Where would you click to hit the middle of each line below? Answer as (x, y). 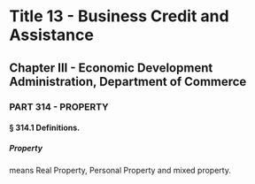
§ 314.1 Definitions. (45, 128)
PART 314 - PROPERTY (59, 106)
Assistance (52, 35)
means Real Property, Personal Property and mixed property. (120, 171)
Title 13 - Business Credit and (119, 16)
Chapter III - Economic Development (111, 68)
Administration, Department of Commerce (128, 81)
